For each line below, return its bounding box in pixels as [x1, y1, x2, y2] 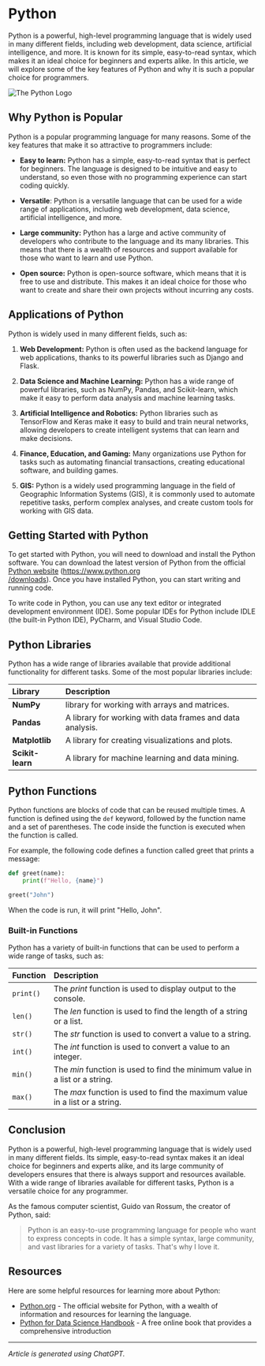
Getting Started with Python [8, 528, 149, 542]
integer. [54, 1051, 83, 1062]
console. [54, 993, 85, 1004]
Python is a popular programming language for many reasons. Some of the [8, 132, 251, 141]
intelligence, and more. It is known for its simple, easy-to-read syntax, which [8, 47, 257, 57]
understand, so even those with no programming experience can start [19, 172, 247, 181]
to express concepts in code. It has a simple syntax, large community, [27, 1234, 255, 1243]
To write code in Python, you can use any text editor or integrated [8, 599, 222, 608]
